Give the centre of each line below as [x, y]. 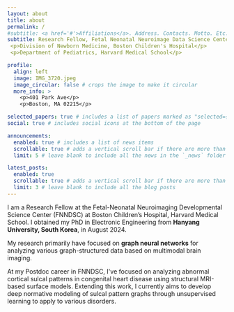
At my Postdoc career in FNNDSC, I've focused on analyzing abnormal [108, 271]
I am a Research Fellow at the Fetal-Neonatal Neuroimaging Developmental [115, 207]
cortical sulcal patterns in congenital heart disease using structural [103, 278]
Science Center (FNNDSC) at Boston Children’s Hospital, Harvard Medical [113, 214]
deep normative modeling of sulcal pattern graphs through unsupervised [111, 293]
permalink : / [26, 27]
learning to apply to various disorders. [62, 301]
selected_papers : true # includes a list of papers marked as [99, 117]
